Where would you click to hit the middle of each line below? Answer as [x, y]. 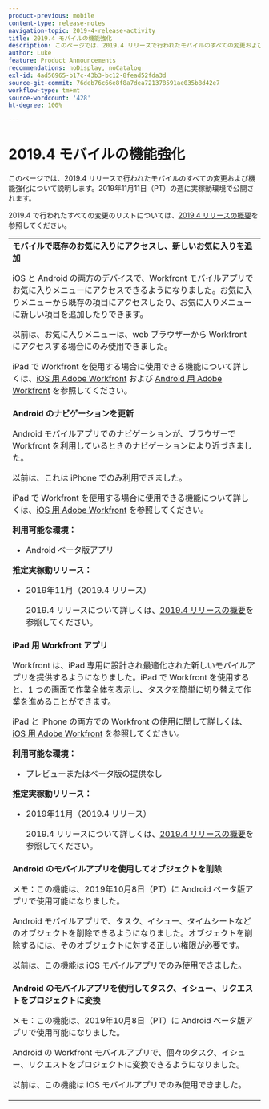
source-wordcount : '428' [50, 98]
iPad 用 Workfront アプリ [60, 645]
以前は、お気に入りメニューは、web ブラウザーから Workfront [130, 335]
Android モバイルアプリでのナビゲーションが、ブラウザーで [124, 434]
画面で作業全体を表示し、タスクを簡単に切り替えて [148, 689]
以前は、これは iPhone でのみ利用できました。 [100, 478]
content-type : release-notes [57, 23]
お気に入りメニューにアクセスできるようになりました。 [116, 290]
